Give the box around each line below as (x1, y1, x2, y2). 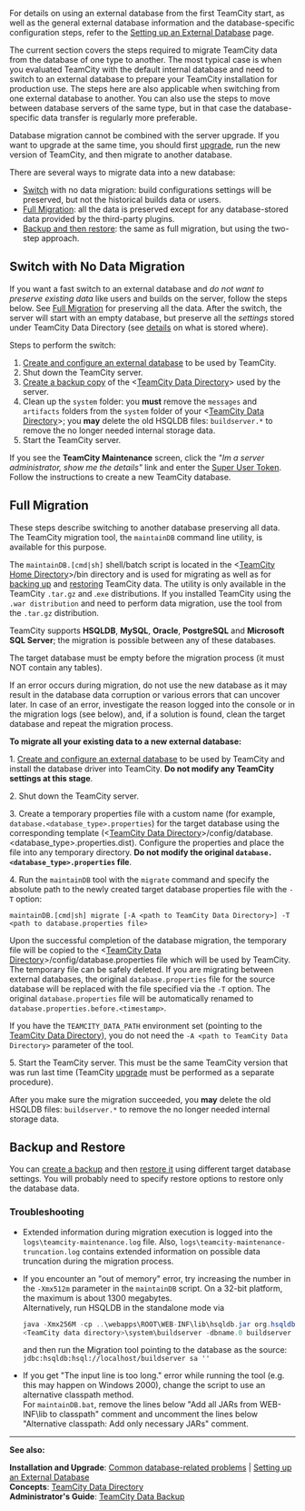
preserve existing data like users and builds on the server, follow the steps (9, 293, 288, 304)
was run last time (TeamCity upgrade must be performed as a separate (9, 1066, 275, 1077)
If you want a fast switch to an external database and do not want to (9, 283, 265, 294)
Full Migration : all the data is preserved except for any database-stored (22, 204, 289, 215)
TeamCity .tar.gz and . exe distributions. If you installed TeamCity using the (9, 588, 292, 599)
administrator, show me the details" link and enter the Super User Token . (9, 461, 282, 472)
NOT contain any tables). (9, 661, 103, 672)
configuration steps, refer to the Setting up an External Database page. (9, 27, 274, 37)
